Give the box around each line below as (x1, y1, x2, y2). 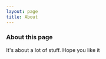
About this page (6, 33, 53, 41)
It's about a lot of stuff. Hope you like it (6, 46, 100, 53)
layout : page (6, 8, 38, 15)
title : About (6, 14, 38, 20)
